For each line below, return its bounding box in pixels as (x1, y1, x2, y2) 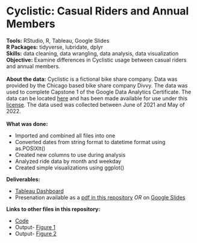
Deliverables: (6, 175, 40, 183)
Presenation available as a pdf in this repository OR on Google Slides (14, 194, 186, 201)
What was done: (6, 120, 48, 127)
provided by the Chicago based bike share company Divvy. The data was (6, 81, 188, 89)
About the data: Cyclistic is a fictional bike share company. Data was (6, 75, 178, 83)
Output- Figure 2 (14, 230, 57, 237)
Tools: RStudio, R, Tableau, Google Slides (6, 37, 110, 44)
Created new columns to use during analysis (14, 151, 126, 158)
